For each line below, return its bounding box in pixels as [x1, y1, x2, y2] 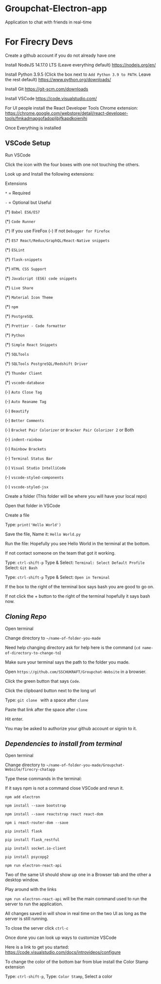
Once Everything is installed [5, 125, 61, 131]
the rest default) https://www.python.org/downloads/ [5, 76, 111, 82]
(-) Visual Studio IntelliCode [5, 465, 66, 470]
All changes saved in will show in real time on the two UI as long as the [5, 911, 147, 917]
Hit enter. [5, 716, 23, 722]
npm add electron [5, 795, 40, 800]
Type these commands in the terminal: [5, 776, 82, 782]
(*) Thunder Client [5, 370, 42, 376]
